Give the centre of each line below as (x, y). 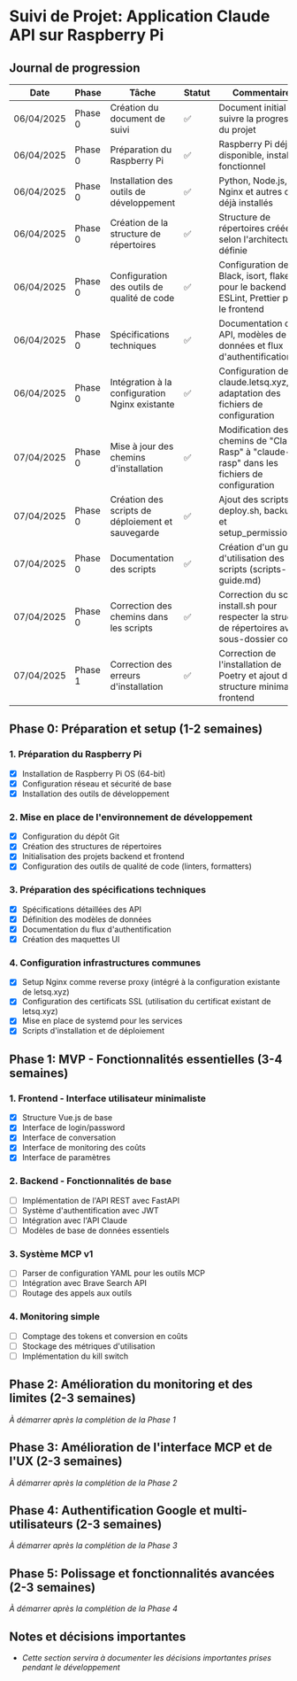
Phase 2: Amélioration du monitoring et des (131, 1385)
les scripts (131, 628)
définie (233, 250)
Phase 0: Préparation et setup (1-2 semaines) (136, 729)
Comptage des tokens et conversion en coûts (105, 1336)
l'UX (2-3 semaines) (66, 1462)
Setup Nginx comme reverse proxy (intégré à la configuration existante (151, 982)
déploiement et (141, 522)
